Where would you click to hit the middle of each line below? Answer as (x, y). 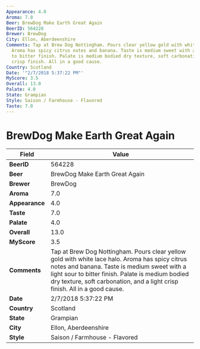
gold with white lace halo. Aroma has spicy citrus (119, 259)
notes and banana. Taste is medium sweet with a (118, 267)
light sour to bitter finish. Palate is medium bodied (120, 274)
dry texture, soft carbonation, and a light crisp (114, 282)
